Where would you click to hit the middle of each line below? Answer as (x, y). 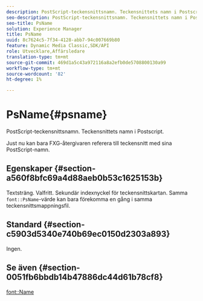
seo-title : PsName (29, 23)
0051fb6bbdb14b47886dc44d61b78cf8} (85, 277)
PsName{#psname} (57, 115)
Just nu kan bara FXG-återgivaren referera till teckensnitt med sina (89, 144)
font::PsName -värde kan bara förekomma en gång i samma (79, 199)
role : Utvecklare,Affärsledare (46, 51)
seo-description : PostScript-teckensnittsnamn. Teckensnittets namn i (97, 18)
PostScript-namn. (28, 150)
